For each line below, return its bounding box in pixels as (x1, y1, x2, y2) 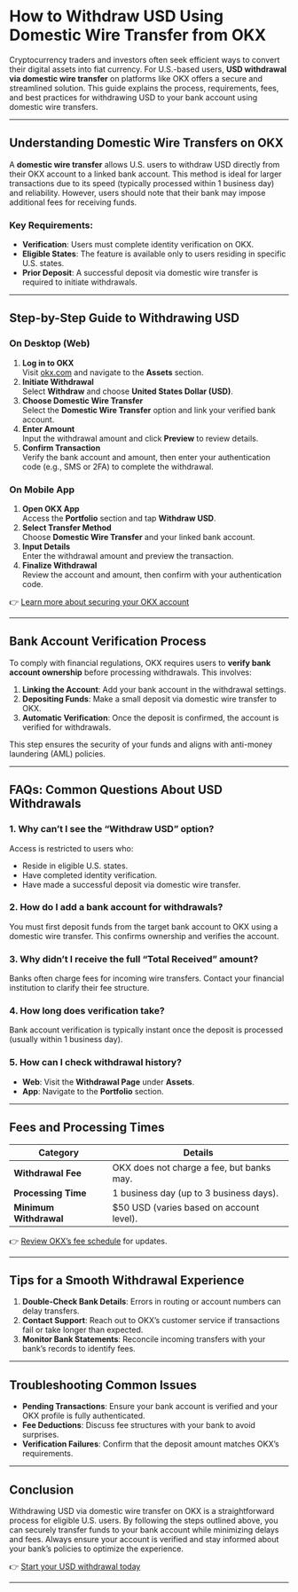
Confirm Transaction (21, 442, 101, 453)
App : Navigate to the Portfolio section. (21, 1086, 164, 1096)
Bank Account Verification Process (9, 634, 207, 649)
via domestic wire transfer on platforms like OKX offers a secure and (9, 73, 263, 83)
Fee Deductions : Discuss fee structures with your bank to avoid (21, 1420, 255, 1431)
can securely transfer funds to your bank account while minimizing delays (9, 1524, 279, 1535)
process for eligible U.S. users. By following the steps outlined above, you (9, 1515, 278, 1525)
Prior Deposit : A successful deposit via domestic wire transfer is (21, 268, 259, 278)
